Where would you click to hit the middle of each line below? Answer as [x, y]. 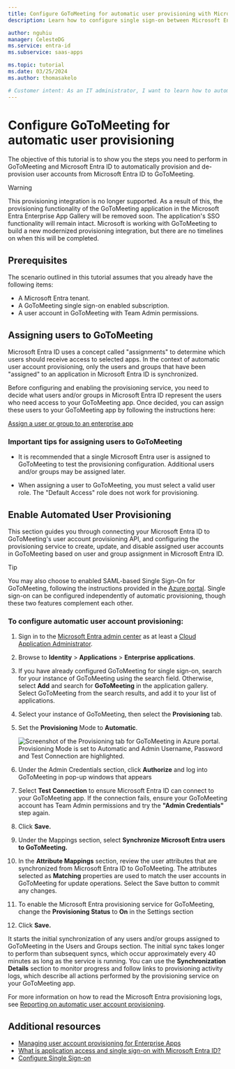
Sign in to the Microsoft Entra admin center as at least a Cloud [107, 636]
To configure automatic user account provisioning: [96, 622]
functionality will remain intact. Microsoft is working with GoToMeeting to [113, 224]
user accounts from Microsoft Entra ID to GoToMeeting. [115, 174]
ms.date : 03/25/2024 [38, 71]
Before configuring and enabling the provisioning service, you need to [108, 388]
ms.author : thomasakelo [43, 78]
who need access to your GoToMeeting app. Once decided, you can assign [116, 403]
